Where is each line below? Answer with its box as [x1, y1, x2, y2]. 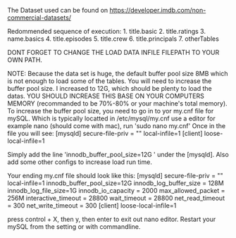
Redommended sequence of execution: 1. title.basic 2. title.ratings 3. [7, 27, 206, 35]
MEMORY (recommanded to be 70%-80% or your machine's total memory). [7, 99, 228, 108]
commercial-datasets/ [7, 13, 72, 22]
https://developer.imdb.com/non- [109, 6, 206, 14]
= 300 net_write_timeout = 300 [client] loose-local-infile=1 [7, 201, 177, 210]
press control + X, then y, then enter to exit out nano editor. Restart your [7, 215, 216, 223]
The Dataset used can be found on [7, 6, 108, 14]
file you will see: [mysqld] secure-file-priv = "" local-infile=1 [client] [7, 130, 203, 137]
